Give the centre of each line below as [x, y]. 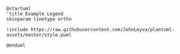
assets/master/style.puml [39, 35]
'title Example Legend [35, 14]
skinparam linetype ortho [39, 19]
